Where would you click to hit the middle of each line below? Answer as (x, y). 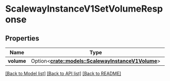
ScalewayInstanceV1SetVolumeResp (84, 9)
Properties (22, 38)
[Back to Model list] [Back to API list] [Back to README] (63, 73)
